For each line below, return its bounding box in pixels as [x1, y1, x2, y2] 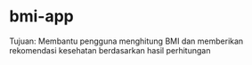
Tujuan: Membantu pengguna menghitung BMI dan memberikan [9, 36, 244, 46]
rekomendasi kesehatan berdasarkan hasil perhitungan [9, 45, 211, 55]
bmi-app [9, 6, 74, 27]
